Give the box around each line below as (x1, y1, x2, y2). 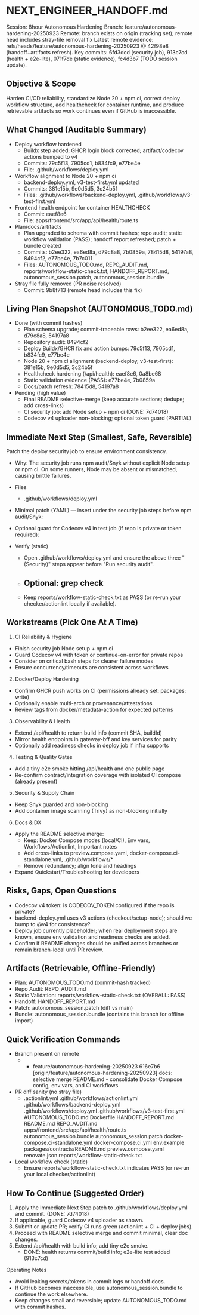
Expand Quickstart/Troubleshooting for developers (14, 868, 140, 875)
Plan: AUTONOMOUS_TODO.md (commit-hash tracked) (14, 979, 151, 986)
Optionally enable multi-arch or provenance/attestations (14, 699, 153, 706)
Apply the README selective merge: (14, 830, 104, 837)
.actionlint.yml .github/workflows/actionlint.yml (23, 1095, 139, 1102)
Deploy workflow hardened (14, 140, 82, 148)
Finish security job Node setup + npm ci (14, 644, 113, 652)
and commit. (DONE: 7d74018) (14, 1210, 89, 1218)
